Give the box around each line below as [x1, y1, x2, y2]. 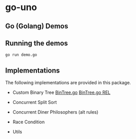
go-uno [5, 2, 37, 13]
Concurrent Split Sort [12, 99, 57, 106]
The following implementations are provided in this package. [5, 80, 131, 86]
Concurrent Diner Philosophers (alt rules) [12, 109, 99, 115]
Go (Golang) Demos [5, 22, 68, 30]
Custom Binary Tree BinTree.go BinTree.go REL [12, 89, 111, 95]
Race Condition [12, 119, 45, 125]
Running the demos [5, 39, 68, 47]
